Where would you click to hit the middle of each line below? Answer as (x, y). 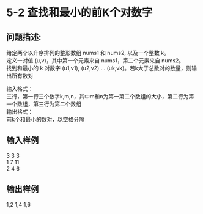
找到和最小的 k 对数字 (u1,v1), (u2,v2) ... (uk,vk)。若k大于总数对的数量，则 (99, 68)
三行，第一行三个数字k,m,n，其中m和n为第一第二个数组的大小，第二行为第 (100, 96)
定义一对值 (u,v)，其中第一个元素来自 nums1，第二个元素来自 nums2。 (95, 61)
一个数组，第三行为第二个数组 (44, 104)
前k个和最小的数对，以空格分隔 (45, 119)
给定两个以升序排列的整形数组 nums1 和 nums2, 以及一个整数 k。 (88, 53)
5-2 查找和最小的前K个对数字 (79, 13)
